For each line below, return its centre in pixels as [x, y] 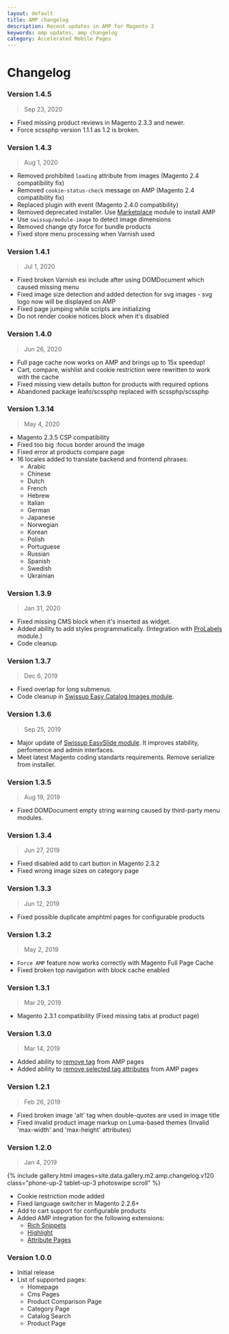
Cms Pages [43, 1294]
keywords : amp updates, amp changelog [62, 33]
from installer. [36, 764]
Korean [37, 532]
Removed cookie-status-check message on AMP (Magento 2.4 [106, 190]
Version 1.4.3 [29, 147]
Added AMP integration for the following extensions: [91, 1218]
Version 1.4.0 [30, 334]
